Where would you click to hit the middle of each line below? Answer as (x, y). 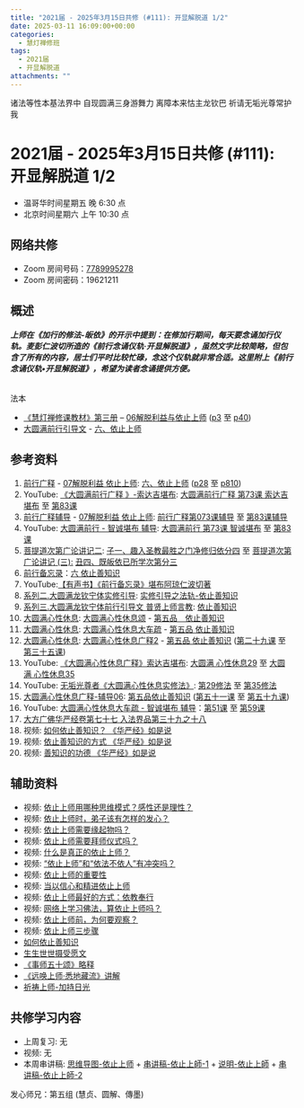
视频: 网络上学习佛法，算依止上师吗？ (92, 908)
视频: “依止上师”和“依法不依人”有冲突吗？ (99, 863)
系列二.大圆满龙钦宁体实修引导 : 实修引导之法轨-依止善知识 (130, 595)
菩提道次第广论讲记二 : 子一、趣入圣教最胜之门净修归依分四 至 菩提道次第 (157, 550)
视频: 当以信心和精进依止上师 (77, 885)
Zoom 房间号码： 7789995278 (78, 268)
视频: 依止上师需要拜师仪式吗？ (80, 840)
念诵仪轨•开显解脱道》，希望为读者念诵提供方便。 (103, 368)
